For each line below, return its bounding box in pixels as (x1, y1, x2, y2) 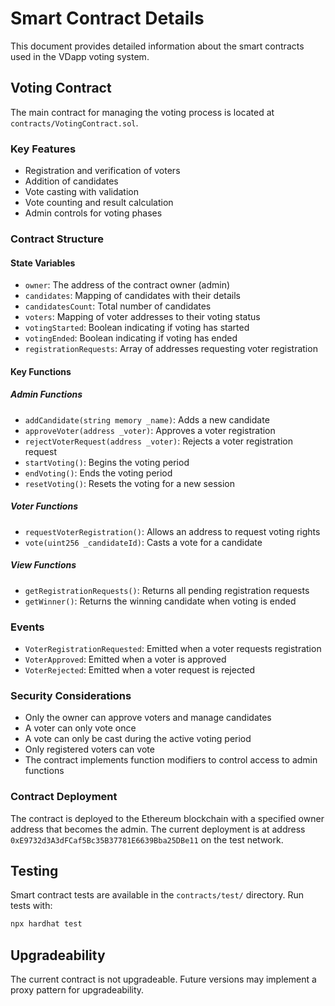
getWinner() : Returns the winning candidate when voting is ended (24, 595, 297, 607)
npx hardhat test (10, 919, 83, 929)
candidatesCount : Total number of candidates (24, 300, 212, 312)
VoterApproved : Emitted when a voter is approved (24, 653, 227, 665)
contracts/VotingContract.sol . (10, 117, 139, 129)
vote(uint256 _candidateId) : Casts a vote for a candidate (24, 536, 263, 548)
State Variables (10, 257, 76, 269)
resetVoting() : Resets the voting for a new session (24, 477, 235, 489)
